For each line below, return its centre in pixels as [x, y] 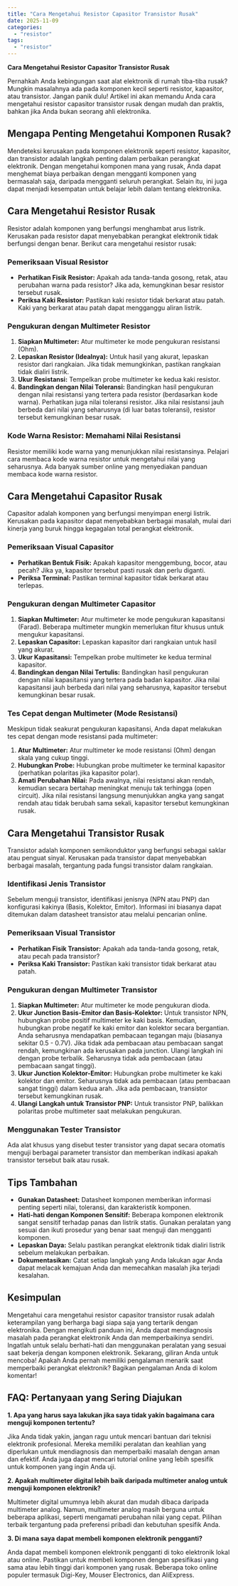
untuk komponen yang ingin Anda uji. [62, 1466]
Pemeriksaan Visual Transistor [61, 933]
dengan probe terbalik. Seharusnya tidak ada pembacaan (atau [110, 1058]
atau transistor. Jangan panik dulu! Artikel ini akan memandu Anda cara [112, 96]
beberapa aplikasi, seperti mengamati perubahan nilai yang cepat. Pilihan [115, 1517]
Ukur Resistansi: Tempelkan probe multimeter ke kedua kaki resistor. [119, 380]
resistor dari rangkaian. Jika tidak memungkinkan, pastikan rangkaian [119, 365]
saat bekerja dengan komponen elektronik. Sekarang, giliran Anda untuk [113, 1352]
